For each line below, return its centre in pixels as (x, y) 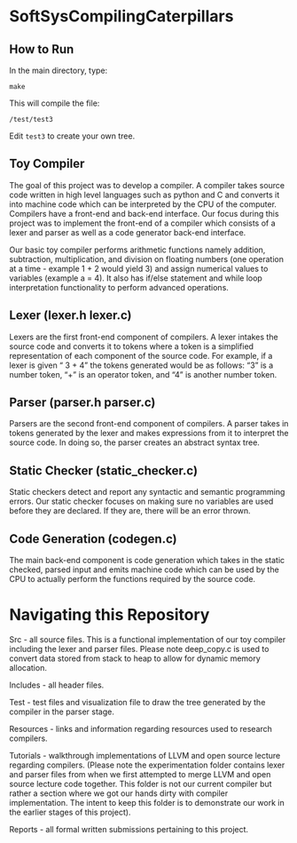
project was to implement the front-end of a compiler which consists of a (143, 223)
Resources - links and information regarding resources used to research (141, 729)
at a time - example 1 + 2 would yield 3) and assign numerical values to (139, 268)
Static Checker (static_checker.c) (103, 470)
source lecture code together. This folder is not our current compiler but (141, 784)
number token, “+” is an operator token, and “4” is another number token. (143, 374)
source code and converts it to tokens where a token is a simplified (132, 346)
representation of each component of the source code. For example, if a (141, 355)
